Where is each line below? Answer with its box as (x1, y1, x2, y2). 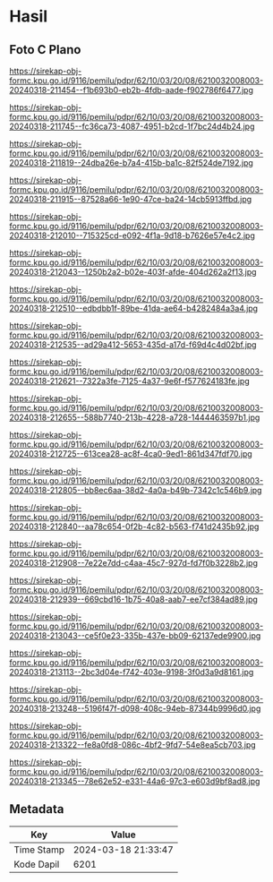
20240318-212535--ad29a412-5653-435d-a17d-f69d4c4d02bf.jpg (9, 339, 257, 350)
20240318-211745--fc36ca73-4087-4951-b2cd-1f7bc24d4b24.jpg (9, 121, 255, 132)
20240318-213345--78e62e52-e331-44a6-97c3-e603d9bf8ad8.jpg (9, 776, 260, 786)
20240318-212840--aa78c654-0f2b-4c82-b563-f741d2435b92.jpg (9, 521, 260, 532)
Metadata (9, 801, 64, 817)
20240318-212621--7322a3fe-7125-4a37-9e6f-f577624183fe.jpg (9, 376, 251, 386)
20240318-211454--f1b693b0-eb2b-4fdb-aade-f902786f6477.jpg (9, 85, 253, 95)
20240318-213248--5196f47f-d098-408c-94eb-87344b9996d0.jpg (9, 703, 261, 714)
